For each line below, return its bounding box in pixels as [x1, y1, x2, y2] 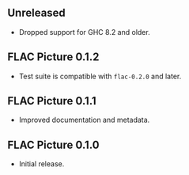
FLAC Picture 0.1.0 [7, 138, 100, 151]
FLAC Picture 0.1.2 [7, 51, 100, 64]
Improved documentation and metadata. [18, 115, 150, 125]
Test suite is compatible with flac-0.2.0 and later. [18, 71, 182, 81]
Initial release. [18, 159, 65, 169]
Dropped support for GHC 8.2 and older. [18, 27, 151, 36]
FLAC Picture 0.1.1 [7, 94, 96, 108]
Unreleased [7, 6, 66, 20]
